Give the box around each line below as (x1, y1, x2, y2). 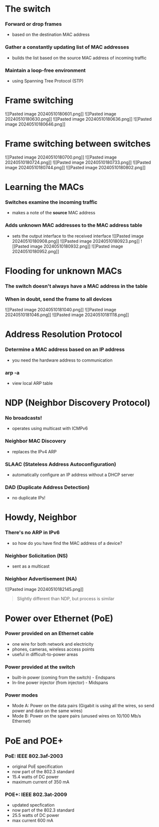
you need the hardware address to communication (12, 357, 113, 363)
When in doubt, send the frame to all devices (5, 296, 112, 302)
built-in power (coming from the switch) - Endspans (12, 675, 116, 681)
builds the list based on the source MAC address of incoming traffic (12, 55, 147, 61)
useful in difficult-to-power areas (12, 651, 78, 657)
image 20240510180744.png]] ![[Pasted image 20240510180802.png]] (5, 164, 146, 170)
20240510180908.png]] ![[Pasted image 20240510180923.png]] (12, 238, 140, 244)
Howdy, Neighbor (5, 512, 77, 523)
